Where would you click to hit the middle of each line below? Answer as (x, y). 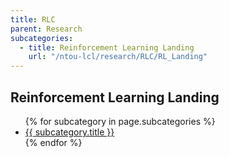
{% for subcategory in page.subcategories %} (120, 121)
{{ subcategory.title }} (69, 132)
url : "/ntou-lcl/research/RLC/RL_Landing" (118, 57)
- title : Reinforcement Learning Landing (107, 47)
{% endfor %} (53, 142)
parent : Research (46, 29)
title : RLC (33, 19)
